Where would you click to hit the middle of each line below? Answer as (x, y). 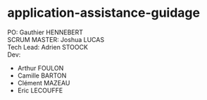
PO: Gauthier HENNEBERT (45, 32)
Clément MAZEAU (44, 83)
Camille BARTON (42, 76)
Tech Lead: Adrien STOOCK (48, 47)
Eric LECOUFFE (40, 90)
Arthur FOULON (40, 68)
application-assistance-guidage (104, 13)
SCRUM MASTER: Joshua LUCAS (56, 39)
